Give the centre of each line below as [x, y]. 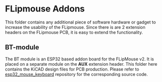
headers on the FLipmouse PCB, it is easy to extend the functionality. [74, 32]
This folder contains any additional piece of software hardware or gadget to [81, 22]
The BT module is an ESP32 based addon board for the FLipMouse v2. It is [80, 59]
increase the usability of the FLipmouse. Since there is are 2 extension [75, 27]
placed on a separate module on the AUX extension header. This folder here [81, 64]
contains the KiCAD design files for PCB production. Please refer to [72, 69]
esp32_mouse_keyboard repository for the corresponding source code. [76, 74]
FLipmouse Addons [45, 9]
